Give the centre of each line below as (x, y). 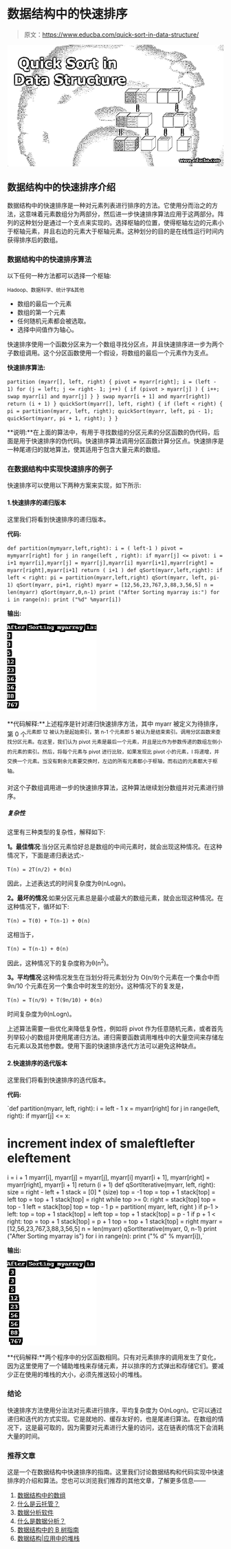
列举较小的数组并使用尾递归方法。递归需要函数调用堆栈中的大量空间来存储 (112, 1037)
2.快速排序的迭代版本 (37, 1063)
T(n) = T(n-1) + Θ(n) (38, 949)
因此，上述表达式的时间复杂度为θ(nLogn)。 (68, 883)
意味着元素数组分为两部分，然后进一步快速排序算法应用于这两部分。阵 (124, 214)
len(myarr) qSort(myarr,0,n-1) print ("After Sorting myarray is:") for (113, 592)
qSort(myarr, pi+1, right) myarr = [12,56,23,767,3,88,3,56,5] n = (115, 585)
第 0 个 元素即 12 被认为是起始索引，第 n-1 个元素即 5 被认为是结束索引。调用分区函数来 (111, 733)
